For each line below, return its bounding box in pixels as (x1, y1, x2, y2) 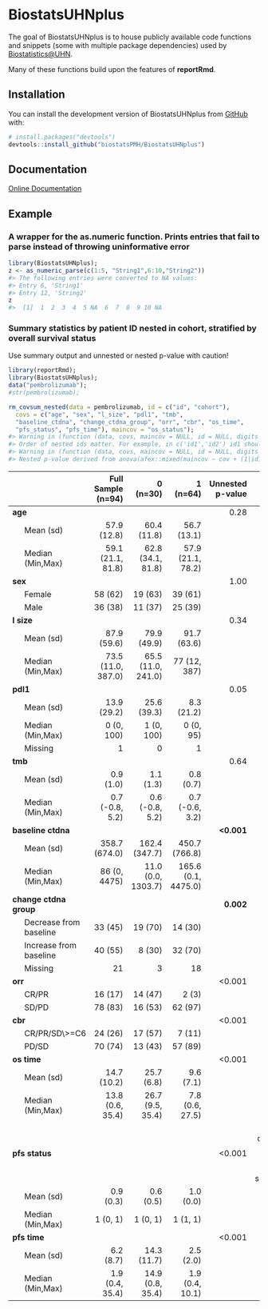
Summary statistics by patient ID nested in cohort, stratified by (8, 322, 257, 334)
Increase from (24, 939, 77, 951)
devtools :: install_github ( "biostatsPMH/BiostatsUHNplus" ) (8, 140, 205, 149)
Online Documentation (8, 184, 82, 194)
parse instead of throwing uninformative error (8, 241, 190, 252)
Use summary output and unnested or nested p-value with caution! (8, 350, 229, 361)
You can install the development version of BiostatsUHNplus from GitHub (8, 109, 249, 118)
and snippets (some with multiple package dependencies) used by (8, 40, 227, 50)
